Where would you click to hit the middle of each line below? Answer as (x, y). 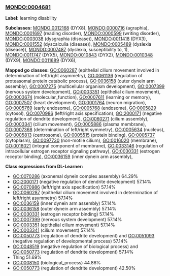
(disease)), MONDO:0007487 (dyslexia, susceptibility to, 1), (67, 50)
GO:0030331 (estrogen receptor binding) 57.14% (63, 214)
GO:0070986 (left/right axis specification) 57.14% (64, 187)
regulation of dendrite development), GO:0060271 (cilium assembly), (77, 119)
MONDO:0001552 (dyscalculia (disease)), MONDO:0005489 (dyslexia (78, 44)
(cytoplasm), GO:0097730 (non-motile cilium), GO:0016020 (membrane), (81, 140)
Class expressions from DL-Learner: (44, 167)
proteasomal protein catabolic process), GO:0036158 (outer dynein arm (80, 81)
